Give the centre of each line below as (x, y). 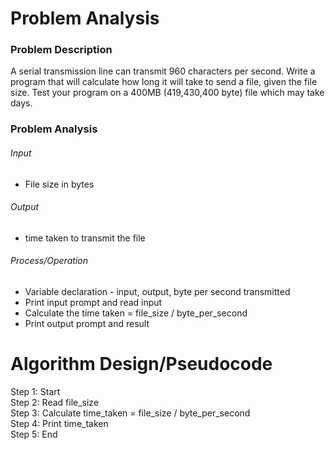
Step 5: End (34, 434)
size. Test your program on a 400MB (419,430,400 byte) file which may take (167, 93)
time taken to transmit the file (85, 238)
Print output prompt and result (87, 324)
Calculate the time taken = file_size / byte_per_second (136, 313)
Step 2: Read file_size (55, 402)
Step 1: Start (35, 391)
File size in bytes (59, 184)
